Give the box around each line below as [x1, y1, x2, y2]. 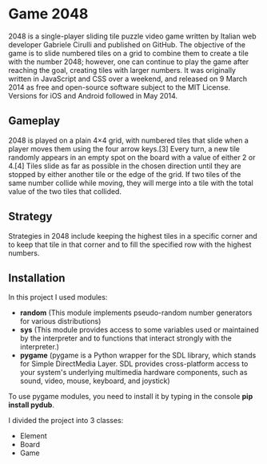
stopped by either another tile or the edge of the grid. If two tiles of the [8, 169, 241, 179]
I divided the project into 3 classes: [8, 416, 124, 426]
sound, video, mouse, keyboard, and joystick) [19, 376, 170, 385]
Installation [8, 271, 66, 284]
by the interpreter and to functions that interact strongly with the [19, 333, 232, 343]
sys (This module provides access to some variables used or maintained [19, 325, 260, 335]
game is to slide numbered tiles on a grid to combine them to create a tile [8, 48, 249, 58]
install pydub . [8, 400, 54, 410]
